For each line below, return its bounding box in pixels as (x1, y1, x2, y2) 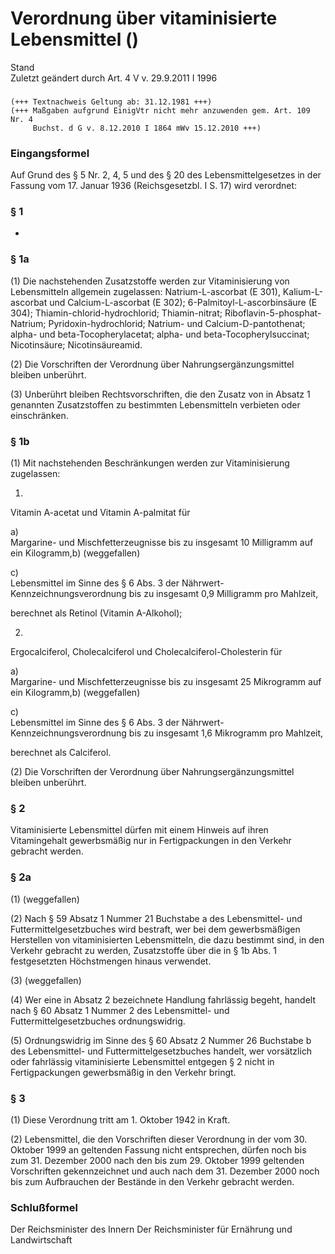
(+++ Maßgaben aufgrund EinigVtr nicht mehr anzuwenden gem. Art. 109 (10, 105, 311, 116)
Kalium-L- (282, 285, 324, 297)
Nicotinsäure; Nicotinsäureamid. (10, 338, 143, 351)
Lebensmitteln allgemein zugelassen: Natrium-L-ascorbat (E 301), (10, 285, 281, 297)
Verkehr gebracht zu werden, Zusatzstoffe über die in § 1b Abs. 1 (10, 944, 277, 956)
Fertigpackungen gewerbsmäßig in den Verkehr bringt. (10, 1066, 237, 1078)
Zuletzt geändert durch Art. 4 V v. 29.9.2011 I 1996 (10, 72, 218, 84)
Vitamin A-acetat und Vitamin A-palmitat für (10, 507, 191, 519)
